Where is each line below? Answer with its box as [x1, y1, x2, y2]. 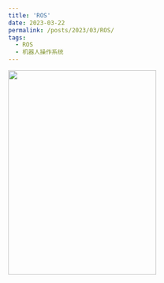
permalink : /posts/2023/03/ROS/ [8, 26, 114, 34]
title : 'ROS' [8, 11, 51, 20]
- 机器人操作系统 [15, 48, 64, 56]
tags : [8, 33, 26, 42]
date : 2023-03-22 [8, 19, 65, 27]
